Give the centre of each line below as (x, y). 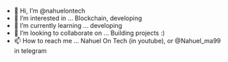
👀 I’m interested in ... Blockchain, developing (78, 18)
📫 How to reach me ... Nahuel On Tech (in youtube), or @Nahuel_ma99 (117, 41)
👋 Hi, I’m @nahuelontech (49, 11)
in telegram (30, 51)
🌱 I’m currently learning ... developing (68, 25)
